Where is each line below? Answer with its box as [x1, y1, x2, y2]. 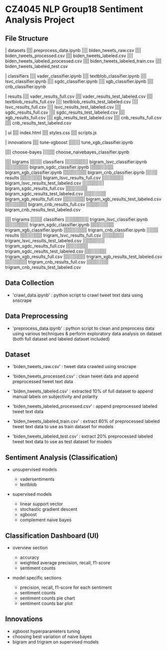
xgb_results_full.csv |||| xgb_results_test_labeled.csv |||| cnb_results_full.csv [5, 115, 162, 121]
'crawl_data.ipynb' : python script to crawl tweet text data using [12, 292, 143, 298]
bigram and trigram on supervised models [12, 638, 99, 644]
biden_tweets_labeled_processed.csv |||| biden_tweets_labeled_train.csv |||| [5, 58, 162, 64]
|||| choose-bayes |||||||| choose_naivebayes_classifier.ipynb [5, 149, 130, 155]
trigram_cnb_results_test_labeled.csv [5, 264, 81, 270]
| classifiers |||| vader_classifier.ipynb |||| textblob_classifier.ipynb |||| [5, 73, 147, 79]
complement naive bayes [19, 517, 72, 523]
